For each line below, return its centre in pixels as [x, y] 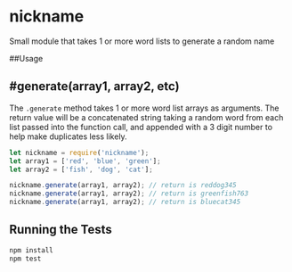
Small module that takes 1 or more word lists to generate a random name [142, 41]
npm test [25, 259]
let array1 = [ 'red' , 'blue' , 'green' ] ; [85, 161]
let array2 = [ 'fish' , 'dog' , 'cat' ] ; [81, 169]
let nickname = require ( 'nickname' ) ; [79, 152]
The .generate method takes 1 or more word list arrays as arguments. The [144, 108]
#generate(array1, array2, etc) [94, 87]
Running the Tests [61, 230]
